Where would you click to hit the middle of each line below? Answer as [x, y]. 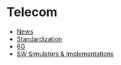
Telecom [32, 12]
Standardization [39, 38]
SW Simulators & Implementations [65, 54]
